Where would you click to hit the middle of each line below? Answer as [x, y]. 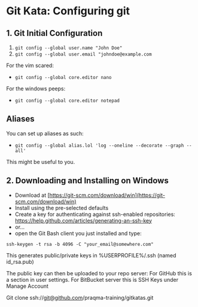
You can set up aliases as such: [45, 133]
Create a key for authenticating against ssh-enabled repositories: [95, 214]
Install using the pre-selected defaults [62, 208]
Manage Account [28, 286]
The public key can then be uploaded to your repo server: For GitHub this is [99, 273]
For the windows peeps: [36, 89]
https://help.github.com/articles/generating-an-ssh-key [83, 220]
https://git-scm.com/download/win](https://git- [107, 195]
